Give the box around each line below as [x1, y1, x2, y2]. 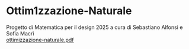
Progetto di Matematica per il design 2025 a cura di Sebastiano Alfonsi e [6, 24, 183, 31]
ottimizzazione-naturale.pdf [6, 36, 74, 43]
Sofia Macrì [6, 30, 34, 37]
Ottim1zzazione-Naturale [6, 4, 132, 18]
